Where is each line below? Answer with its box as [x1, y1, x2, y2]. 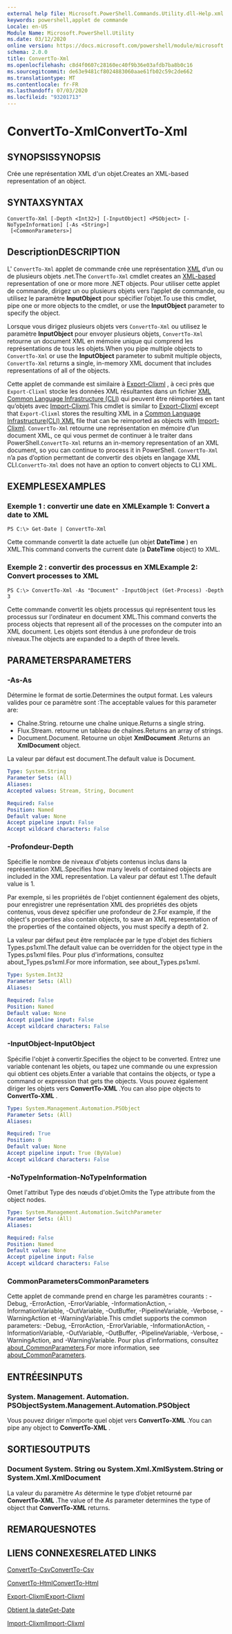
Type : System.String [7, 768, 67, 775]
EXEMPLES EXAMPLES [7, 481, 106, 492]
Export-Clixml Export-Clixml [7, 1592, 85, 1600]
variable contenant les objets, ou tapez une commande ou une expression [7, 1062, 217, 1070]
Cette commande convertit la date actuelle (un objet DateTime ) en [7, 538, 198, 546]
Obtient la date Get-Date [7, 1606, 75, 1614]
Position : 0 [7, 1137, 41, 1144]
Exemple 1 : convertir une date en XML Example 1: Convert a [7, 501, 211, 511]
